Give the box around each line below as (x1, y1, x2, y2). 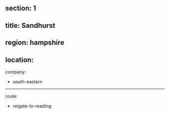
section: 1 (5, 4, 36, 13)
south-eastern (12, 78, 43, 85)
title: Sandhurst (5, 21, 56, 30)
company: (5, 69, 26, 75)
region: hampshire (5, 38, 65, 47)
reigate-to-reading (12, 103, 52, 109)
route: (5, 93, 18, 99)
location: (5, 55, 34, 64)
